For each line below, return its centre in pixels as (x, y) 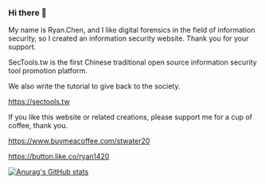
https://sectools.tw (39, 102)
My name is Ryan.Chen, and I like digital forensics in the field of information (132, 30)
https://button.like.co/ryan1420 (59, 157)
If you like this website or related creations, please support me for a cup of (131, 117)
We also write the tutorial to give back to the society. (94, 86)
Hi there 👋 (28, 13)
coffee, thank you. (38, 126)
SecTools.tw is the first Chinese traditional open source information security (132, 62)
